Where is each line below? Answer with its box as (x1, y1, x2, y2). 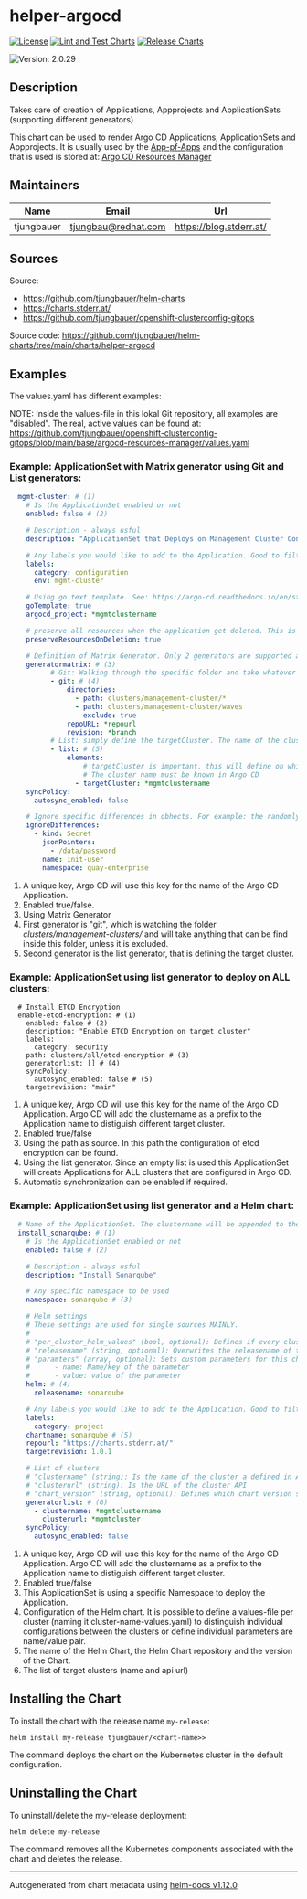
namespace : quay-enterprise (42, 863, 149, 873)
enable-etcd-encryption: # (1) (17, 1011, 137, 1020)
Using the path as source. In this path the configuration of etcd (22, 1137, 259, 1148)
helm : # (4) (26, 1380, 71, 1389)
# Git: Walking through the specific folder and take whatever (49, 668, 297, 677)
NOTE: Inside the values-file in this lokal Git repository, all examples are (9, 408, 279, 419)
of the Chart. (22, 1655, 71, 1666)
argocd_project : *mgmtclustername (26, 610, 157, 620)
